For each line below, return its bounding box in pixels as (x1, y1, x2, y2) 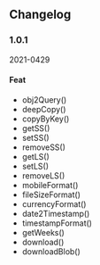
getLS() (21, 151, 50, 161)
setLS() (21, 161, 50, 171)
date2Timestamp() (21, 208, 90, 219)
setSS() (21, 132, 50, 143)
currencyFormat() (21, 198, 87, 209)
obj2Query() (21, 94, 67, 105)
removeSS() (21, 142, 66, 153)
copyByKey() (21, 113, 70, 124)
